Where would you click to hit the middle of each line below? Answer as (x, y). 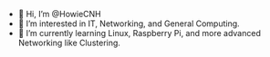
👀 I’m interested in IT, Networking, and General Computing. (129, 24)
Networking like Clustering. (69, 43)
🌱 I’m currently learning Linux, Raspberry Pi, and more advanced (140, 33)
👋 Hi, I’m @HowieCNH (60, 14)
